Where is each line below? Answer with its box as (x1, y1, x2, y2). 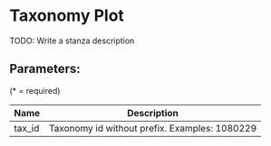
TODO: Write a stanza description (9, 35, 135, 46)
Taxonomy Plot (9, 5, 125, 26)
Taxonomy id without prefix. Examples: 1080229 (48, 122, 257, 134)
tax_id (14, 122, 40, 134)
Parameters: (9, 61, 81, 77)
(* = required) (9, 85, 61, 96)
